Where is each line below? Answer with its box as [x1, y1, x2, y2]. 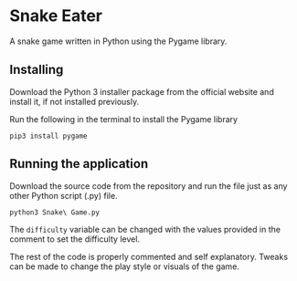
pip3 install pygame [9, 131, 89, 140]
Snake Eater [9, 5, 103, 26]
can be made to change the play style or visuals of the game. [9, 261, 240, 272]
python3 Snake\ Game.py [9, 207, 101, 217]
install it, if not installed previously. [9, 96, 140, 107]
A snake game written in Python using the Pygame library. [9, 36, 228, 47]
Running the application [9, 156, 149, 172]
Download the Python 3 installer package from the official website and [9, 86, 274, 97]
